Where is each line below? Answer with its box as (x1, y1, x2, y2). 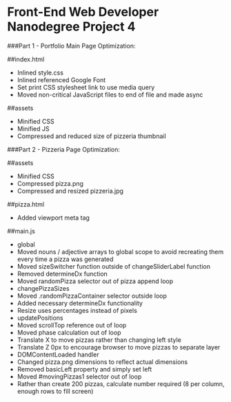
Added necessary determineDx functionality (17, 298, 143, 307)
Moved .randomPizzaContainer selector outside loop (17, 291, 168, 300)
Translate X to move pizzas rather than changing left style (17, 336, 181, 344)
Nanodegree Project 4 (7, 19, 136, 35)
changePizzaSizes (17, 284, 70, 292)
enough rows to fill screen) (17, 387, 94, 395)
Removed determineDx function (17, 269, 108, 278)
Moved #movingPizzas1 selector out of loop (17, 372, 142, 381)
